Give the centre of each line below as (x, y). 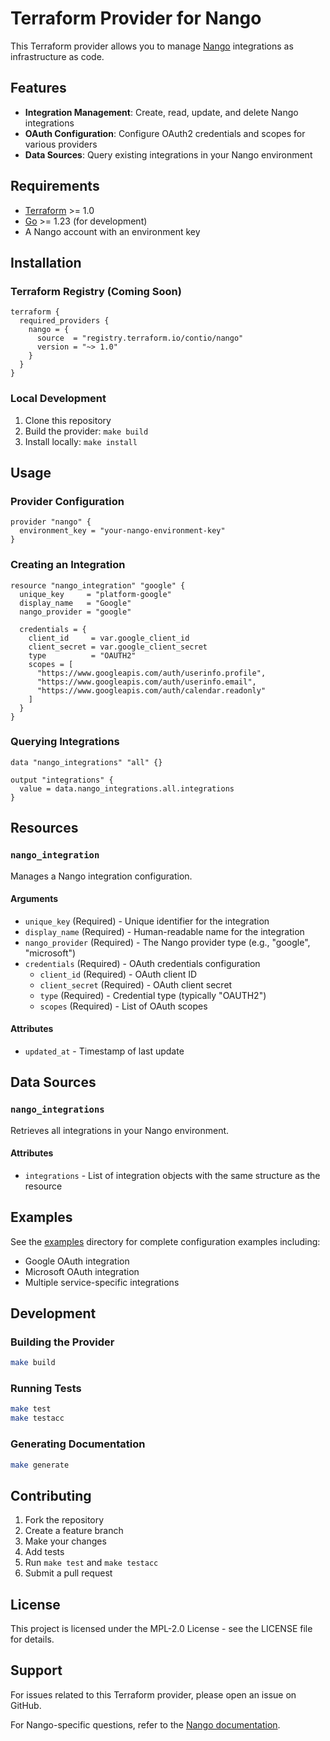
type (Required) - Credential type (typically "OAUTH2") (153, 995)
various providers (61, 144)
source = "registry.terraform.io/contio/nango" (140, 338)
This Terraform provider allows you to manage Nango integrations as (152, 46)
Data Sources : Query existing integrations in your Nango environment (168, 154)
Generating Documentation (78, 1444)
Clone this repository (68, 420)
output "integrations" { (62, 780)
